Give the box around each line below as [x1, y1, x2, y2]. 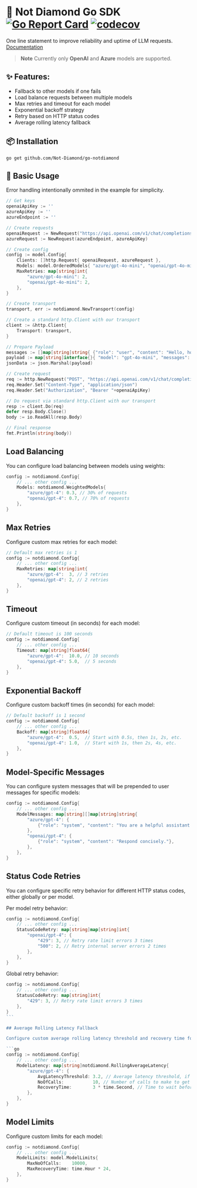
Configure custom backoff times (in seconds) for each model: [6, 701, 155, 708]
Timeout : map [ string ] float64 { [16, 648, 91, 654]
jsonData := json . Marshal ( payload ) [6, 360, 93, 366]
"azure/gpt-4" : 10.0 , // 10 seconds [27, 652, 119, 659]
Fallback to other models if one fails [14, 88, 101, 95]
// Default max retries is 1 [6, 550, 77, 555]
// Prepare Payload [6, 344, 54, 350]
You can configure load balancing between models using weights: [6, 462, 165, 469]
